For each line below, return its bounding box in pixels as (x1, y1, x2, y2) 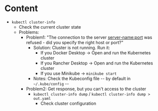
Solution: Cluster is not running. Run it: (33, 45, 110, 50)
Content (4, 3, 38, 14)
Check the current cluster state (18, 24, 81, 30)
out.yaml (33, 96, 51, 101)
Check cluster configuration (40, 100, 96, 106)
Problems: (18, 29, 39, 35)
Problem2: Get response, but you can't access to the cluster (26, 86, 146, 92)
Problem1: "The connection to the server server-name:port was (26, 34, 152, 40)
